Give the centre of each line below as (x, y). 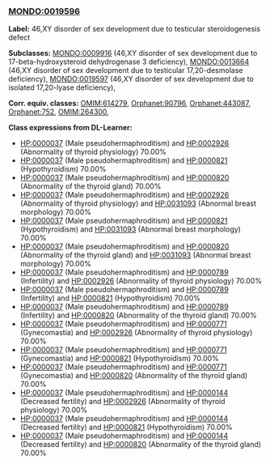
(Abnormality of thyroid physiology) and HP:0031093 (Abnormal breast (138, 203)
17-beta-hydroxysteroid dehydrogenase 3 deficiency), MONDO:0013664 (129, 62)
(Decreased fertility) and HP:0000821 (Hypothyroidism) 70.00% (126, 428)
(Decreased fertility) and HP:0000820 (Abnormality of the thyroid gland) (140, 445)
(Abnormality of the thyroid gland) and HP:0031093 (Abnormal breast (135, 255)
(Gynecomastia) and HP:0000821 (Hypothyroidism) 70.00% (120, 359)
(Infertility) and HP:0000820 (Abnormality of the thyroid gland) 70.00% (138, 315)
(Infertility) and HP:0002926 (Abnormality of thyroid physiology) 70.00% (141, 281)
